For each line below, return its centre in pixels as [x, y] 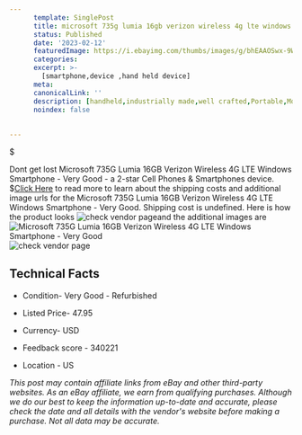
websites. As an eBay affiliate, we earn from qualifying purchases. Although [151, 392]
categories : [55, 59]
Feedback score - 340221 [70, 348]
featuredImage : [62, 51]
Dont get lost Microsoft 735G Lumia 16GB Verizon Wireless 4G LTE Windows [151, 169]
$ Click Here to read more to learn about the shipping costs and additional [145, 188]
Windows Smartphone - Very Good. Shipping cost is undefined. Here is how [150, 207]
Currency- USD [51, 330]
